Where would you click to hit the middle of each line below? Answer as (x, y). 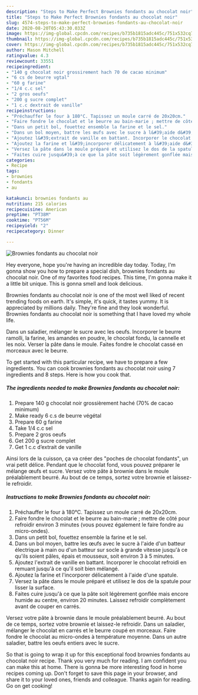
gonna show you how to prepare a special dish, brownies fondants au (90, 271)
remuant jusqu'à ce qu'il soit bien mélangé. (67, 568)
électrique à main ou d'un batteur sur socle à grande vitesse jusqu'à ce (101, 549)
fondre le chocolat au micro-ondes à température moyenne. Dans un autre (96, 636)
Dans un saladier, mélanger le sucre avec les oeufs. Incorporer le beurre (94, 331)
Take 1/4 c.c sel (34, 428)
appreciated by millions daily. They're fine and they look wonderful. (88, 308)
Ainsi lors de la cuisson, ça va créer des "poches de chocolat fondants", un (97, 458)
